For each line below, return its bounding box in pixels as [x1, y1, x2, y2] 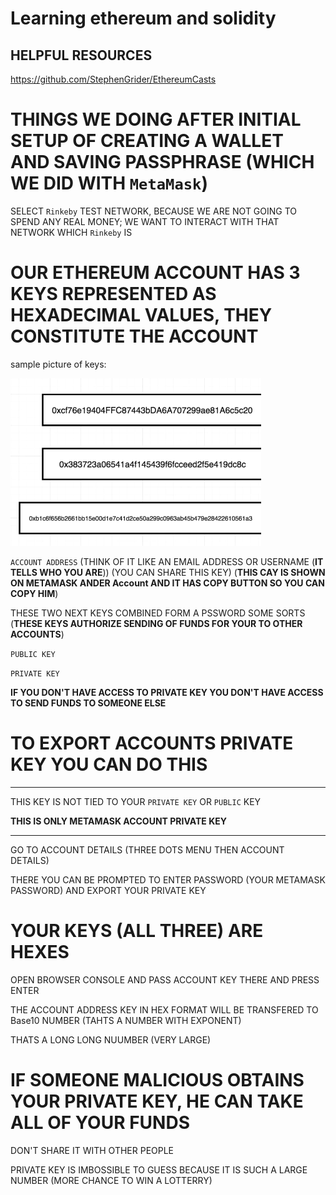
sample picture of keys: [10, 358, 107, 370]
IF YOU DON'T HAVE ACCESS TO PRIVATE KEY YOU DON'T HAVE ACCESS [10, 686, 324, 698]
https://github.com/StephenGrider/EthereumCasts [10, 73, 217, 85]
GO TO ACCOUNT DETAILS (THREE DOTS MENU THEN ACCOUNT [10, 843, 285, 856]
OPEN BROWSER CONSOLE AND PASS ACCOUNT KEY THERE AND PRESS [10, 973, 320, 986]
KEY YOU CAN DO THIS [10, 753, 208, 776]
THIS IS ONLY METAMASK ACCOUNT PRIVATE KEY [10, 815, 227, 827]
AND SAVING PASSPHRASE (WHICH [10, 151, 315, 174]
